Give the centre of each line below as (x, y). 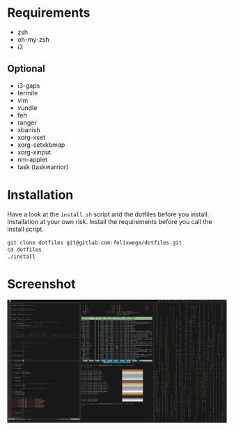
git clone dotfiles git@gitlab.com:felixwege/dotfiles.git (95, 242)
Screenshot (41, 284)
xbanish (29, 129)
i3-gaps (29, 86)
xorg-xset (31, 137)
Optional (26, 69)
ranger (27, 122)
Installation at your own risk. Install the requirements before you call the (110, 221)
